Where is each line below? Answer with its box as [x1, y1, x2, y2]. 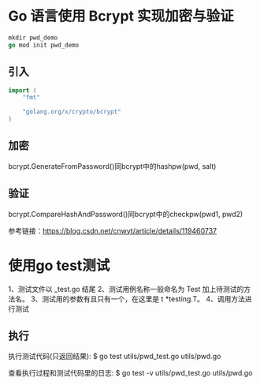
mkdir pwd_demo [8, 33, 58, 42]
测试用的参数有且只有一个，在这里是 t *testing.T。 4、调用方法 [42, 293, 246, 304]
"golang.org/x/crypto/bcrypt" [22, 108, 122, 116]
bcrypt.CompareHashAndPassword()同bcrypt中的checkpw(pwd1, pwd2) [8, 209, 243, 219]
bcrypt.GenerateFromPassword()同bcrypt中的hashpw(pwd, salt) [8, 161, 217, 170]
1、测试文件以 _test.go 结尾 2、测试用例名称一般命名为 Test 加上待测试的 [8, 284, 244, 293]
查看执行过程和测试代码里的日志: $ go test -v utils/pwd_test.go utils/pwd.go [8, 368, 253, 378]
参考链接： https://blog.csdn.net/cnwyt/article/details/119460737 [8, 226, 217, 235]
